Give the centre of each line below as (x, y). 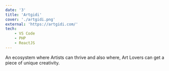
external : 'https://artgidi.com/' (42, 24)
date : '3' (16, 10)
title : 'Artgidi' (24, 15)
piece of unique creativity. (32, 63)
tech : (11, 29)
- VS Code (25, 33)
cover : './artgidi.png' (30, 19)
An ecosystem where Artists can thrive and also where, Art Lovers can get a (85, 57)
